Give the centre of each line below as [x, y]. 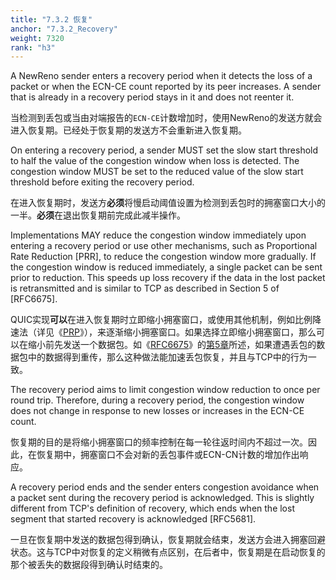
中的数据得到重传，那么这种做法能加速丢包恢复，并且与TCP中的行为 [167, 357]
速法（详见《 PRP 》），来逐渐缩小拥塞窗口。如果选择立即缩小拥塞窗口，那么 [163, 332]
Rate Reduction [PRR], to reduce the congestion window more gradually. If [163, 257]
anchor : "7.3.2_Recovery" [64, 29]
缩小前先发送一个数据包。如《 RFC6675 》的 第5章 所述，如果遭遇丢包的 [172, 345]
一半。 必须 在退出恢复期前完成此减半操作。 [98, 215]
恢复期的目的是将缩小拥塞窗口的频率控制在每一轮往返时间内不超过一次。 [159, 442]
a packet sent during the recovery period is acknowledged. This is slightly [162, 498]
